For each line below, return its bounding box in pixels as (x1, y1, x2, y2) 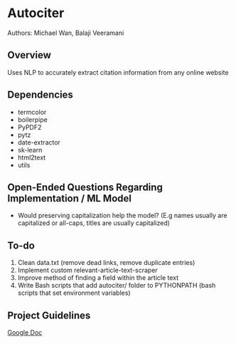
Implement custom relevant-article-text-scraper (17, 266, 158, 275)
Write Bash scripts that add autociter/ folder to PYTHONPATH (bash (17, 281, 216, 290)
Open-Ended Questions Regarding (7, 181, 163, 193)
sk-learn (17, 145, 43, 154)
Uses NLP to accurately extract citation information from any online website (7, 68, 229, 76)
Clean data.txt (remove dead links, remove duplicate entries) (17, 259, 195, 267)
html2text (17, 153, 46, 162)
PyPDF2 (17, 123, 42, 131)
